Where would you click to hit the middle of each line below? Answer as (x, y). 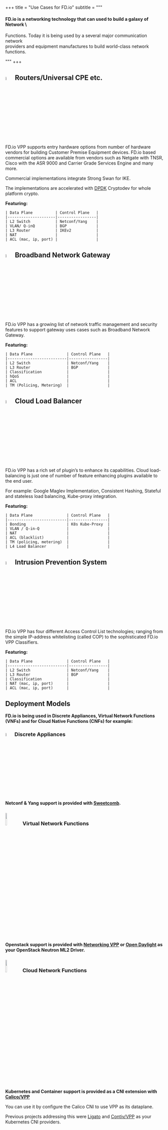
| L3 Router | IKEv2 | (52, 230)
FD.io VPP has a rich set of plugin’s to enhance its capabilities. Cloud (77, 470)
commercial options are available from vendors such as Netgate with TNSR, (84, 158)
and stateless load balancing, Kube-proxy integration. (61, 496)
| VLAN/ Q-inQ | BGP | (52, 226)
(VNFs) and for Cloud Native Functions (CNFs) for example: (69, 721)
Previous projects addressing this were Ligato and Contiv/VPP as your (78, 1117)
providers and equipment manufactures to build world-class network (77, 46)
